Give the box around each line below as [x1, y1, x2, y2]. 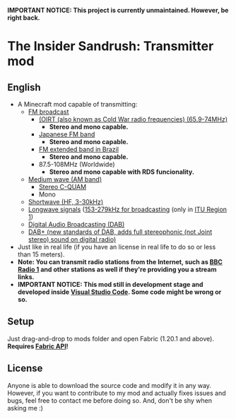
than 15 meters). [17, 250, 65, 259]
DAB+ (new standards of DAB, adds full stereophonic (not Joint [28, 228, 213, 236]
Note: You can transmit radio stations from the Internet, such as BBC [17, 258, 223, 266]
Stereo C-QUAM [38, 183, 87, 191]
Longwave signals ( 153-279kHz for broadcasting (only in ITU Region [28, 205, 228, 213]
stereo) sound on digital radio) [28, 235, 117, 243]
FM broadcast [28, 107, 69, 116]
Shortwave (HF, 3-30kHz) [28, 198, 104, 206]
